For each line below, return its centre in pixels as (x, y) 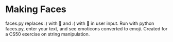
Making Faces (36, 9)
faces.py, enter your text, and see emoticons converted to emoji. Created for (86, 28)
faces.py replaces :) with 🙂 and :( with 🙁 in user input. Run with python (80, 23)
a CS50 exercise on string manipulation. (48, 34)
